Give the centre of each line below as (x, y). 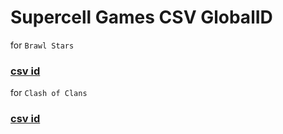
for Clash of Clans (49, 93)
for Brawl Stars (42, 45)
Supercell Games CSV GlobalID (141, 17)
